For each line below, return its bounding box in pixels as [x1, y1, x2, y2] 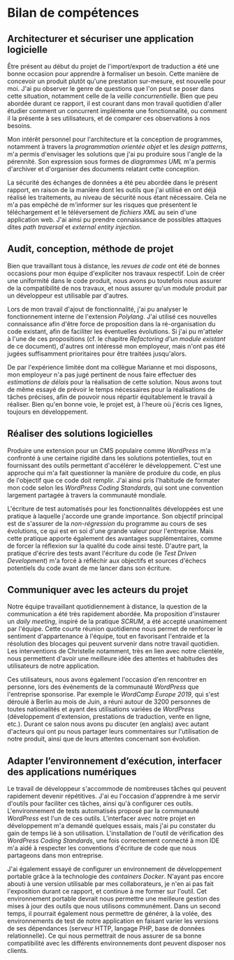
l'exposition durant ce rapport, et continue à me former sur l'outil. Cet [7, 887, 207, 896]
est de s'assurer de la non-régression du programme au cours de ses [7, 519, 207, 528]
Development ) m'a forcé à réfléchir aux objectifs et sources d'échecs [7, 556, 207, 565]
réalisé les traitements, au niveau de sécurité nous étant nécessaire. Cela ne [7, 194, 227, 201]
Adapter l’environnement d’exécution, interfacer [7, 755, 222, 766]
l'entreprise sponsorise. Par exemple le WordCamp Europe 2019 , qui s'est [7, 690, 220, 699]
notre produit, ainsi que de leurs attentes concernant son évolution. [7, 735, 201, 743]
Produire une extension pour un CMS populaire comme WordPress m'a [7, 446, 211, 455]
